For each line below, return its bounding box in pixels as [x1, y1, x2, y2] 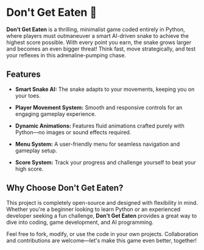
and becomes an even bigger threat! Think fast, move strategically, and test [6, 45, 196, 52]
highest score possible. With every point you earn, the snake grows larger [6, 38, 192, 46]
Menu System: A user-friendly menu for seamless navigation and [15, 140, 180, 148]
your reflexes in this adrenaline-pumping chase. [6, 51, 127, 59]
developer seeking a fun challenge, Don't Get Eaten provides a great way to [6, 212, 197, 219]
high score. [15, 165, 44, 173]
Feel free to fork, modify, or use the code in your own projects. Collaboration [6, 230, 199, 237]
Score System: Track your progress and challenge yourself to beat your [15, 159, 196, 166]
